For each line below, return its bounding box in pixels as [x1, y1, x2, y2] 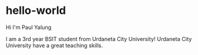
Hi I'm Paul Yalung [5, 24, 52, 31]
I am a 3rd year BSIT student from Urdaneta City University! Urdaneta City [5, 35, 192, 42]
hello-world [5, 4, 67, 18]
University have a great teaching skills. [5, 42, 103, 49]
